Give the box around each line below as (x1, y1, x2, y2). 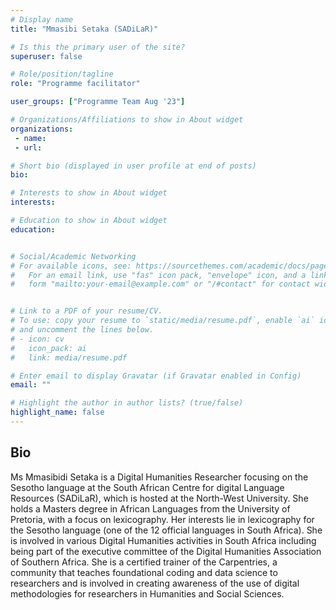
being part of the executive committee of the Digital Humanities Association (10, 545, 322, 557)
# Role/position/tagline (10, 69, 114, 80)
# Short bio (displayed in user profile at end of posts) (10, 161, 257, 171)
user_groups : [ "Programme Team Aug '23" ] (10, 97, 186, 107)
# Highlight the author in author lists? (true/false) (10, 398, 244, 408)
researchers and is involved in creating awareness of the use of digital (10, 577, 300, 589)
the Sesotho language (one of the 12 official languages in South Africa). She (10, 524, 323, 536)
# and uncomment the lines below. (10, 325, 155, 335)
